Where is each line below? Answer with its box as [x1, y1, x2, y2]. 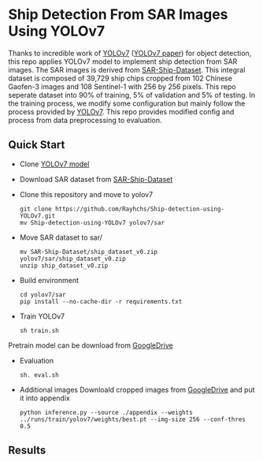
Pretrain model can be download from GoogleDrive [8, 341, 173, 350]
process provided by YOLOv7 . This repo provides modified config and [8, 106, 235, 116]
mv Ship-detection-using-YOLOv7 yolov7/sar [19, 218, 165, 226]
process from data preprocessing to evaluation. [8, 115, 163, 125]
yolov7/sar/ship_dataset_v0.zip [19, 255, 126, 263]
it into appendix [19, 393, 71, 403]
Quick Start [8, 138, 65, 151]
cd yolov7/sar [19, 290, 66, 299]
